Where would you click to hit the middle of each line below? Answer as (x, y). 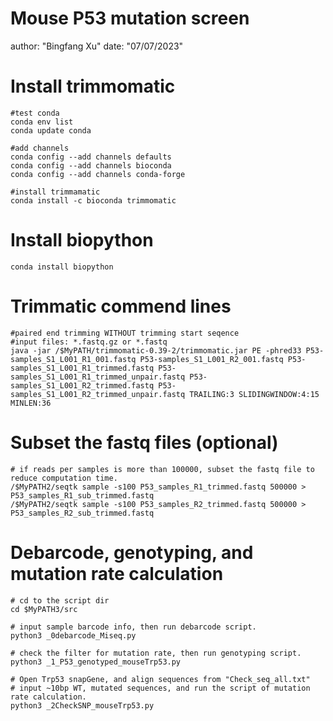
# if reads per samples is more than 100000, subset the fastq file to (162, 469)
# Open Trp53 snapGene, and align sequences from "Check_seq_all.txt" (160, 679)
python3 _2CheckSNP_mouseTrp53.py (82, 705)
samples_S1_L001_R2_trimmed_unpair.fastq (98, 394)
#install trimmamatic (55, 192)
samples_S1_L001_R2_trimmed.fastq (82, 385)
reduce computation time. (64, 478)
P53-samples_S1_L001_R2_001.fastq (211, 359)
